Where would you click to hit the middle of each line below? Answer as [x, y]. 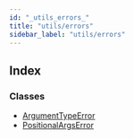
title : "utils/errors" [51, 26]
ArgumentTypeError [59, 116]
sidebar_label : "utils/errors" [67, 34]
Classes [27, 96]
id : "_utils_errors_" [50, 17]
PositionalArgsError [58, 126]
